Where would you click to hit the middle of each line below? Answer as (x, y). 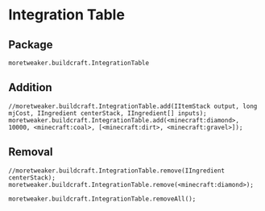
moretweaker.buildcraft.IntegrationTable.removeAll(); (102, 199)
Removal (31, 152)
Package (31, 45)
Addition (30, 87)
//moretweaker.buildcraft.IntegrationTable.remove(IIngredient (117, 171)
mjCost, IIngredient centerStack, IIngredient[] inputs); (108, 113)
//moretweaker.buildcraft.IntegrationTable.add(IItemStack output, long (133, 106)
